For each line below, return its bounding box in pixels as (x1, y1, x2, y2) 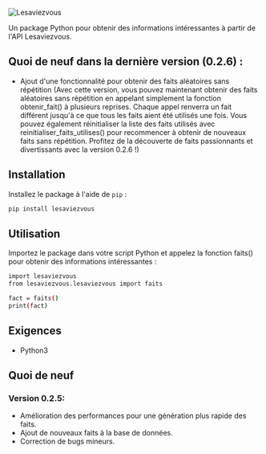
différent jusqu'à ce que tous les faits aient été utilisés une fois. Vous (19, 110, 247, 120)
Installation (8, 168, 66, 182)
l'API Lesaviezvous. (8, 32, 72, 41)
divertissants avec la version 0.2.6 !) (19, 145, 140, 154)
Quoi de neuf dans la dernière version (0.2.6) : (8, 55, 244, 68)
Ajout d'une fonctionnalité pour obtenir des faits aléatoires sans (19, 76, 230, 86)
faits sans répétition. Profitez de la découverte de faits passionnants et (19, 136, 254, 145)
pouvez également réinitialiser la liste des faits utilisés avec (19, 119, 216, 129)
